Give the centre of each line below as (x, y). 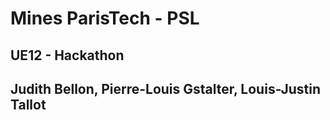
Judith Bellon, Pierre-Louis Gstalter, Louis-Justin (166, 88)
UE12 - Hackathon (67, 55)
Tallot (28, 104)
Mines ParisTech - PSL (105, 18)
